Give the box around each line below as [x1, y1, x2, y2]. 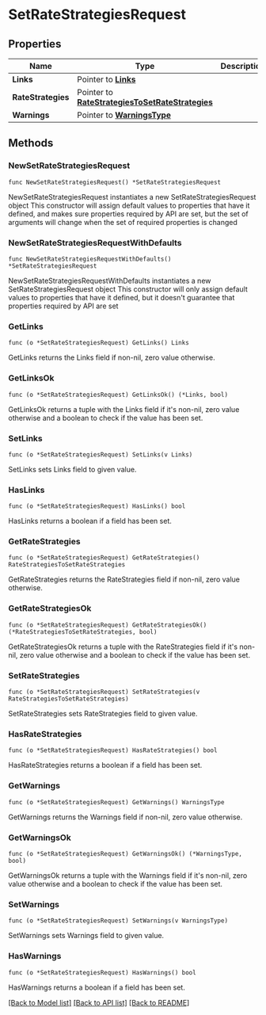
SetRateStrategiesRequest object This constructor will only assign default [8, 284, 248, 294]
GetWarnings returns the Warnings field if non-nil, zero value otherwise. [8, 812, 243, 822]
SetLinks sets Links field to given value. [8, 464, 137, 474]
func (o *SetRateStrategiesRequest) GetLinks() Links [8, 339, 190, 347]
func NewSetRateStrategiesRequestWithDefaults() [8, 255, 172, 263]
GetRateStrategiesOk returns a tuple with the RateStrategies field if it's [8, 642, 238, 651]
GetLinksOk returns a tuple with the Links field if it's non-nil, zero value [8, 404, 240, 414]
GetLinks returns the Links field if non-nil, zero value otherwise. [8, 353, 215, 362]
